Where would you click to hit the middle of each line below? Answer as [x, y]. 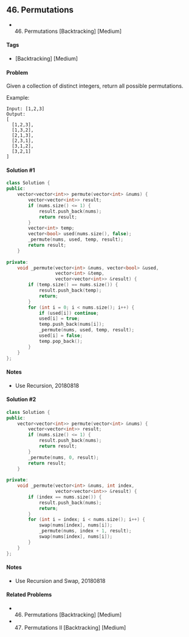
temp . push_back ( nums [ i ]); [71, 325]
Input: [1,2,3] [26, 109]
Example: [18, 98]
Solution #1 [21, 170]
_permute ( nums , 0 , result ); [64, 457]
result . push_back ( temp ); [70, 291]
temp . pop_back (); [61, 341]
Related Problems [29, 594]
